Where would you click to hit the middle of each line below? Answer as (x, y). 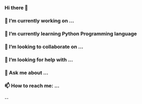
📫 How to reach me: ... (32, 86)
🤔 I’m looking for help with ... (39, 59)
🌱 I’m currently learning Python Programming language (71, 33)
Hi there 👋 (16, 8)
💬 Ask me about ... (26, 73)
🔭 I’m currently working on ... (39, 20)
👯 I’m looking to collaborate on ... (44, 46)
